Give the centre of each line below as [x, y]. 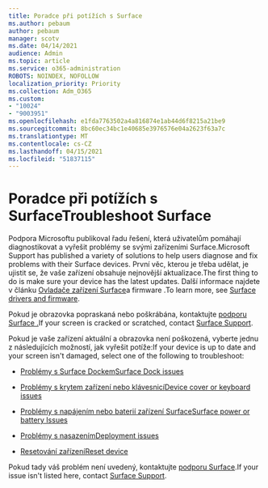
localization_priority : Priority [65, 83]
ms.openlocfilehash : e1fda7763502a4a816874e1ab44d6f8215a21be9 [117, 121]
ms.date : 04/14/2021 [43, 46]
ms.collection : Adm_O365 [50, 91]
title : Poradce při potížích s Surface [75, 16]
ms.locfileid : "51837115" [52, 159]
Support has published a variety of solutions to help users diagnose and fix [133, 256]
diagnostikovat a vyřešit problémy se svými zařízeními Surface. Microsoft [129, 247]
